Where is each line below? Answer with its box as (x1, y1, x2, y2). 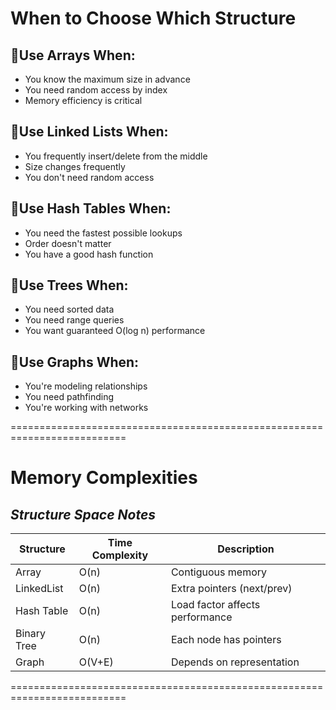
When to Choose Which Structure (10, 7, 297, 30)
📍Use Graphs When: (10, 353, 140, 371)
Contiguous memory (170, 565, 268, 579)
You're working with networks (24, 402, 149, 414)
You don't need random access (24, 171, 155, 183)
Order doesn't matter (24, 237, 112, 249)
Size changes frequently (24, 160, 126, 172)
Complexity (91, 548, 149, 562)
